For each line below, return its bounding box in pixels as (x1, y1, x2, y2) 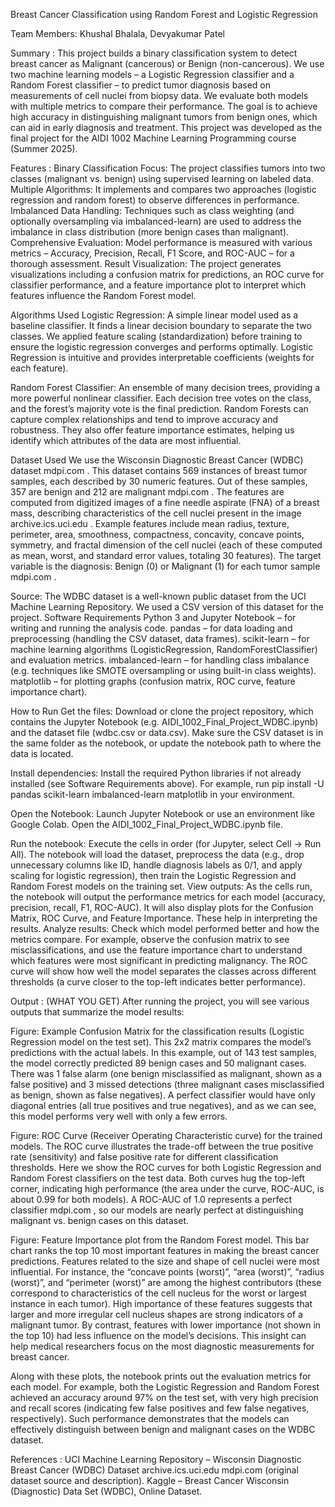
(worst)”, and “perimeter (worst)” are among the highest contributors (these (10, 1277, 322, 1288)
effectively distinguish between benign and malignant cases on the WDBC (10, 1424, 316, 1435)
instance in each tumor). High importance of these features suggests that (10, 1298, 313, 1309)
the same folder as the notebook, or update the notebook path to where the (10, 737, 322, 749)
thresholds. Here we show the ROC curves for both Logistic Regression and (10, 1162, 322, 1173)
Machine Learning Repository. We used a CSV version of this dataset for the (10, 601, 324, 613)
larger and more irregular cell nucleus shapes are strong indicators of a (10, 1309, 303, 1320)
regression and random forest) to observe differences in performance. (10, 194, 300, 206)
